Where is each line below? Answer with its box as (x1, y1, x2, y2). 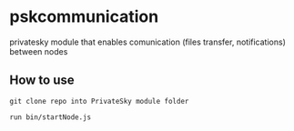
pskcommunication (9, 6, 159, 27)
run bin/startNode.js (9, 112, 92, 122)
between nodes (9, 45, 68, 56)
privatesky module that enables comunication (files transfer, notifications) (9, 36, 287, 47)
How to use (9, 73, 75, 88)
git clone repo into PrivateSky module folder (9, 96, 189, 106)
